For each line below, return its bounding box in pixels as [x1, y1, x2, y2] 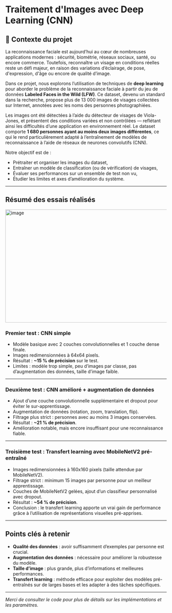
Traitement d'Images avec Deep [5, 4, 144, 15]
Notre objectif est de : [5, 150, 52, 155]
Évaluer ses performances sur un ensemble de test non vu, [12, 171, 138, 176]
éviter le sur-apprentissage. [12, 403, 71, 410]
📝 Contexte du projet [5, 35, 73, 44]
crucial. [12, 549, 29, 555]
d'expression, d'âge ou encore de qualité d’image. [5, 70, 111, 77]
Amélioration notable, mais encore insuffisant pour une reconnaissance [12, 425, 163, 431]
